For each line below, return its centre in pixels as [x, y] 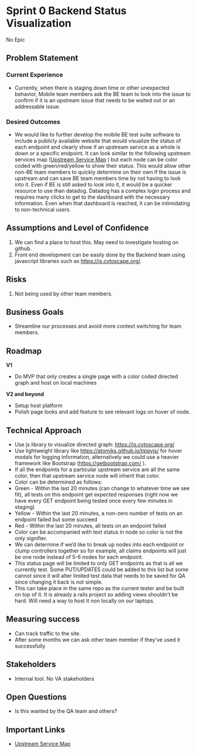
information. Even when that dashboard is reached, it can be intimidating [102, 203]
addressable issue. [37, 106]
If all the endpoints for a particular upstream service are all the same [97, 469]
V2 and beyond [25, 394]
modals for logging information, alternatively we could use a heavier [97, 457]
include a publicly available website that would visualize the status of [98, 141]
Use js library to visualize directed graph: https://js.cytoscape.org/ [94, 444]
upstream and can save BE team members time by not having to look [98, 178]
